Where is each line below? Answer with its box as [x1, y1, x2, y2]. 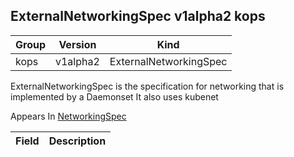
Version [58, 37, 97, 51]
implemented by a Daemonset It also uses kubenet [10, 90, 219, 103]
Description [48, 134, 107, 148]
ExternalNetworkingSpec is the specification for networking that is [10, 80, 285, 92]
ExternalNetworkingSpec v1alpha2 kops [10, 8, 266, 25]
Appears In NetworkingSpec [10, 110, 127, 122]
